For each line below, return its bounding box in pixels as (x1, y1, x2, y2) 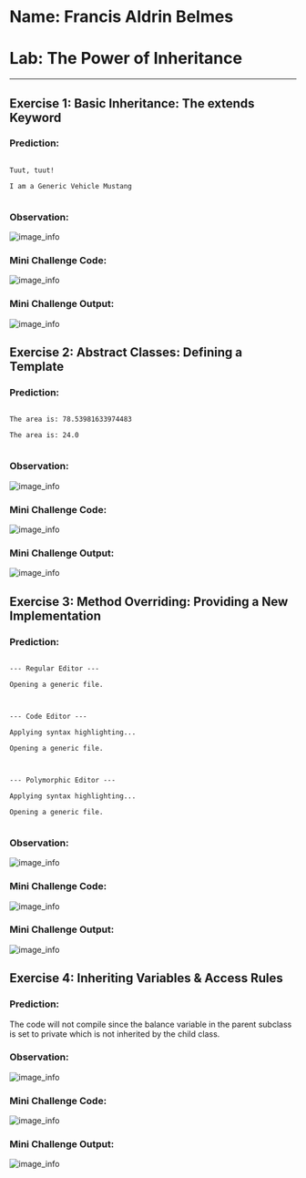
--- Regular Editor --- (9, 663, 100, 673)
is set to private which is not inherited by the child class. (9, 1028, 220, 1040)
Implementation (9, 608, 102, 623)
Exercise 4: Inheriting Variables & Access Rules (9, 970, 284, 986)
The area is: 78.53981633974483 (9, 415, 132, 425)
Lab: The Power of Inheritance (9, 48, 243, 69)
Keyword (9, 109, 62, 125)
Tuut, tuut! (9, 166, 55, 175)
